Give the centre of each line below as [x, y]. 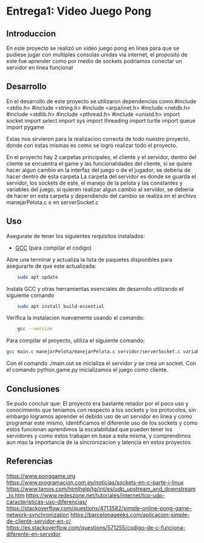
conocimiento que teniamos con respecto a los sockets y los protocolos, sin [101, 410]
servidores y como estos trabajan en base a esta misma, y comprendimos [99, 435]
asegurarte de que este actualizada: [51, 266]
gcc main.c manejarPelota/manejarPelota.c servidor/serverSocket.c [93, 352]
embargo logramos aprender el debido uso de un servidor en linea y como [99, 416]
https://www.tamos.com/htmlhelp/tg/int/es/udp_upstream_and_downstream [101, 489]
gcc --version [35, 329]
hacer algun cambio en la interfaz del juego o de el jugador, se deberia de [99, 170]
